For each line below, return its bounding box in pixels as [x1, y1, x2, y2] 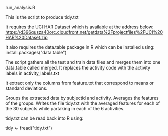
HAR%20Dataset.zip [5, 35, 48, 40]
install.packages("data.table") [5, 50, 67, 55]
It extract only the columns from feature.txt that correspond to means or [5, 80, 154, 86]
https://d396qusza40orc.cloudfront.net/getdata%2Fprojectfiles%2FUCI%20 [5, 29, 163, 35]
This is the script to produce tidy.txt [5, 14, 79, 20]
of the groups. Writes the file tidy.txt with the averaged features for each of [5, 100, 160, 106]
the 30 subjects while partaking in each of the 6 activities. [5, 106, 125, 111]
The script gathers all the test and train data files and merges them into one [5, 59, 161, 65]
